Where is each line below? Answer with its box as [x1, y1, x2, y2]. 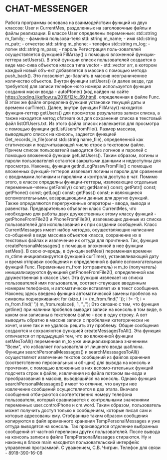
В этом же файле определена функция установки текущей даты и [5, 99, 146, 105]
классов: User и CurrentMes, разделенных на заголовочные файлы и [5, 24, 152, 30]
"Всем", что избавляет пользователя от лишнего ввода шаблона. [5, 343, 144, 349]
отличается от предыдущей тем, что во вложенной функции [5, 333, 134, 339]
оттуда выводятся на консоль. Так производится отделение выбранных [5, 423, 159, 429]
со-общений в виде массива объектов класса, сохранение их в [5, 232, 141, 238]
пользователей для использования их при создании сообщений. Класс [5, 221, 158, 227]
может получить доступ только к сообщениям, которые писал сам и [5, 407, 152, 413]
